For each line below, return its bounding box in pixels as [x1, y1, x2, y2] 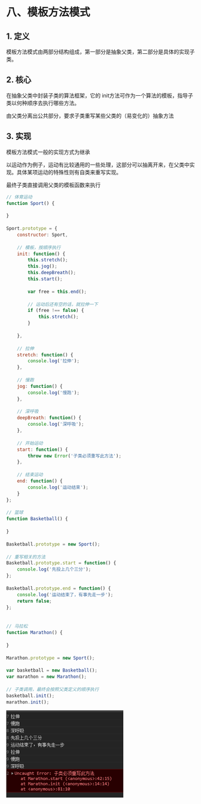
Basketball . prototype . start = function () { [6, 560, 117, 566]
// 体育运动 [6, 194, 33, 200]
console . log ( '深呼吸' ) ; [28, 421, 84, 427]
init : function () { [17, 251, 66, 257]
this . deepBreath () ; [28, 270, 77, 276]
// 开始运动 [17, 440, 43, 446]
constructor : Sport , [17, 232, 68, 238]
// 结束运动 [17, 472, 43, 478]
